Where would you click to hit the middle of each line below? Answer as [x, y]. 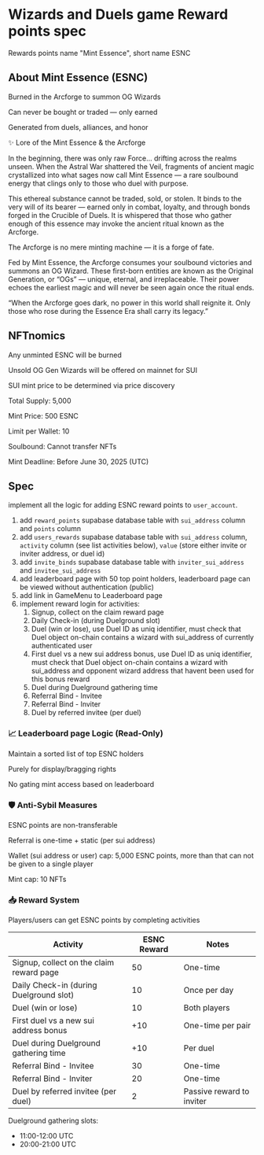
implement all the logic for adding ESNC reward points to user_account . [123, 505]
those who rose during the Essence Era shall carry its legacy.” [108, 311]
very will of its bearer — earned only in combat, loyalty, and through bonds [129, 207]
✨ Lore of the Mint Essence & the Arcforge [77, 142]
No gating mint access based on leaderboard [81, 784]
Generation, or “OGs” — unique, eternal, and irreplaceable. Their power [124, 279]
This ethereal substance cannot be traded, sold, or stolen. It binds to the [125, 198]
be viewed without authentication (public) [87, 587]
